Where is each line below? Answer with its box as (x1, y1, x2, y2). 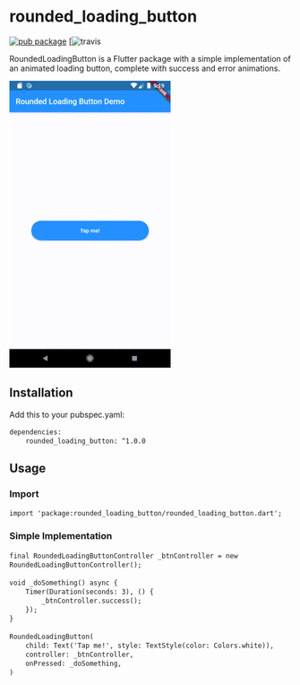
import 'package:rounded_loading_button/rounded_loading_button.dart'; (9, 509, 282, 518)
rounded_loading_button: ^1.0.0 (25, 437, 146, 446)
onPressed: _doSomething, (25, 659, 123, 668)
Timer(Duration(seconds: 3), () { (25, 587, 154, 596)
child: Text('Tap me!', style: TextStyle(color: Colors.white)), (25, 641, 275, 650)
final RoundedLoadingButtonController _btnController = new (9, 551, 239, 560)
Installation (9, 386, 73, 401)
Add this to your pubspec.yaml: (9, 409, 125, 420)
